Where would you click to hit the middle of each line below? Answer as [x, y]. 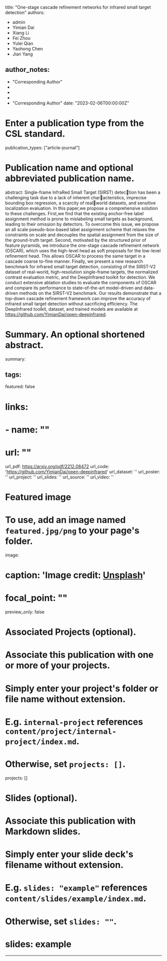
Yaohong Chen [28, 49]
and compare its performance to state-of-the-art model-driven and [74, 288]
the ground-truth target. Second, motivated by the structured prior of [76, 240]
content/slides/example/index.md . [76, 898]
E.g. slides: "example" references [76, 888]
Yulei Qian [23, 43]
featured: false [20, 387]
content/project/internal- [61, 731]
